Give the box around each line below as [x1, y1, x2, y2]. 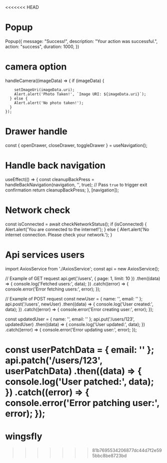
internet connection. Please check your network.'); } [5, 231, 112, 237]
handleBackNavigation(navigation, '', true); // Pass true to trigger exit [5, 181, 147, 187]
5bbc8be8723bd [92, 452, 127, 458]
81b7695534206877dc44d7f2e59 [92, 447, 162, 453]
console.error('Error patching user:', [5, 397, 160, 408]
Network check [5, 204, 70, 215]
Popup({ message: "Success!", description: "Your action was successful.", [5, 38, 158, 44]
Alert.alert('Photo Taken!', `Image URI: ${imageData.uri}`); [14, 91, 146, 96]
